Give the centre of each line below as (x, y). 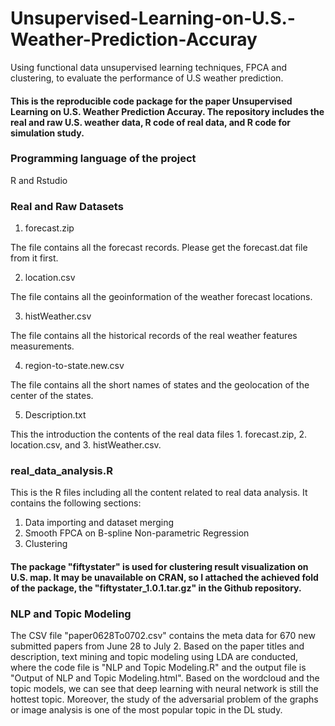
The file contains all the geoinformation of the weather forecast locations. (161, 297)
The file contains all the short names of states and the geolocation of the (160, 385)
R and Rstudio (39, 180)
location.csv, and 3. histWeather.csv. (86, 445)
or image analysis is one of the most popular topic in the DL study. (146, 710)
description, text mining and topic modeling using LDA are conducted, (154, 657)
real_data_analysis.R (61, 471)
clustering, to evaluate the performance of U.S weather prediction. (147, 78)
